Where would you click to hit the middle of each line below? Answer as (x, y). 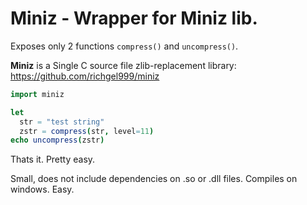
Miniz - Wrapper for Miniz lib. (134, 18)
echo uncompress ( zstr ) (57, 140)
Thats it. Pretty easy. (53, 159)
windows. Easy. (42, 189)
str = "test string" (62, 122)
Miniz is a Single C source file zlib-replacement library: (123, 65)
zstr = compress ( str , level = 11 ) (87, 131)
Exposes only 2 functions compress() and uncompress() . (124, 46)
